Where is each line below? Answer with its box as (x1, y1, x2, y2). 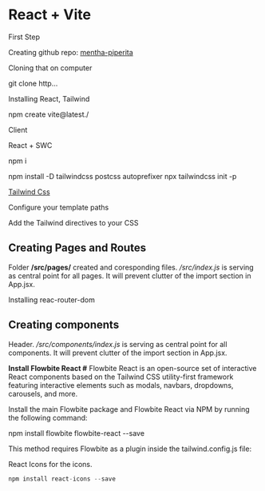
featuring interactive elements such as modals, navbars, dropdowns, (8, 380, 234, 389)
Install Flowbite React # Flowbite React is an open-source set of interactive (8, 363, 257, 373)
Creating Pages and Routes (8, 242, 146, 255)
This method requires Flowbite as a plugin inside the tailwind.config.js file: (8, 444, 252, 453)
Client (8, 125, 28, 134)
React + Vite (8, 6, 92, 24)
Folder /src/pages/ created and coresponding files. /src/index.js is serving (8, 262, 254, 272)
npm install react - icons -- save (8, 474, 116, 483)
